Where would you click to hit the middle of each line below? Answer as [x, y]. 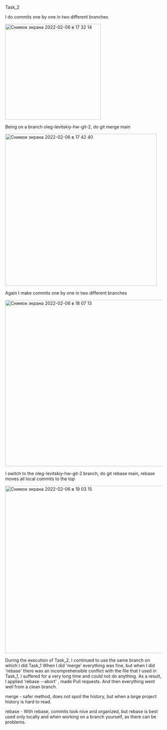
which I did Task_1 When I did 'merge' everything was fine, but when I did [80, 666]
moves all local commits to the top [40, 479]
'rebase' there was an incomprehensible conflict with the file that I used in [81, 671]
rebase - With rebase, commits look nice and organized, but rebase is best [82, 711]
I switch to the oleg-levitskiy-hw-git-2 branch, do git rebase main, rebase [80, 473]
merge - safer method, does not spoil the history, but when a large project [81, 696]
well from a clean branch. [31, 687]
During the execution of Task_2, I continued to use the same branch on [78, 660]
